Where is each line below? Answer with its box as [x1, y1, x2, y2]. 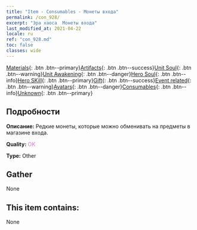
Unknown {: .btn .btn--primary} [17, 89, 93, 96]
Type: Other [6, 152, 36, 159]
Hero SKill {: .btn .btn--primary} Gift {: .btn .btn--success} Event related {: [17, 76, 192, 84]
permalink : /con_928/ [6, 14, 60, 20]
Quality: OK [6, 140, 36, 148]
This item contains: [6, 203, 79, 213]
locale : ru [6, 31, 33, 37]
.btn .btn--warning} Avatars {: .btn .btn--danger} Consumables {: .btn [6, 83, 171, 90]
